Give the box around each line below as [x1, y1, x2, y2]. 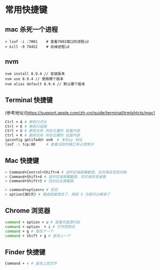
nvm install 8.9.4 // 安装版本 [5, 71, 65, 76]
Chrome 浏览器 [5, 206, 51, 215]
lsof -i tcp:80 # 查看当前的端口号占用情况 [5, 142, 94, 147]
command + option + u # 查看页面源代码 [5, 220, 80, 224]
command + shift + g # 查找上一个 [5, 233, 71, 238]
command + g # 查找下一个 [5, 229, 54, 234]
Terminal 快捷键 [5, 96, 53, 104]
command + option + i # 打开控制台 [5, 224, 75, 229]
